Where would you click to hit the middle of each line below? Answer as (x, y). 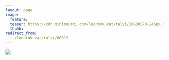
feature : (19, 19)
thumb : (17, 29)
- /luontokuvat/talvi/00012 (39, 38)
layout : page (19, 10)
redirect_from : (21, 33)
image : (12, 15)
